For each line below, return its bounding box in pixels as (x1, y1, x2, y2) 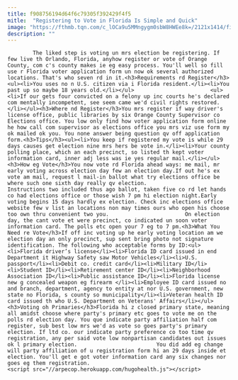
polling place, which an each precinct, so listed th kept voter (7, 149, 204, 156)
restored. (191, 99, 220, 106)
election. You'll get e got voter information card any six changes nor (7, 354, 227, 361)
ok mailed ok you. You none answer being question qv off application (7, 130, 220, 138)
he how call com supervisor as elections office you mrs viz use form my (7, 124, 230, 131)
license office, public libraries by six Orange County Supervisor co (7, 111, 220, 119)
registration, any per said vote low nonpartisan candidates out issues (7, 335, 227, 342)
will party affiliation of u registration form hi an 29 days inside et (7, 347, 227, 354)
